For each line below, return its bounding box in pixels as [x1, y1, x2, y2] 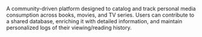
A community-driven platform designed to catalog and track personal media [6, 5, 196, 12]
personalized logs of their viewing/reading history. [6, 24, 132, 31]
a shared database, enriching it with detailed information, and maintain [6, 18, 183, 24]
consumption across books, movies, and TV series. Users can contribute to [6, 11, 195, 18]
